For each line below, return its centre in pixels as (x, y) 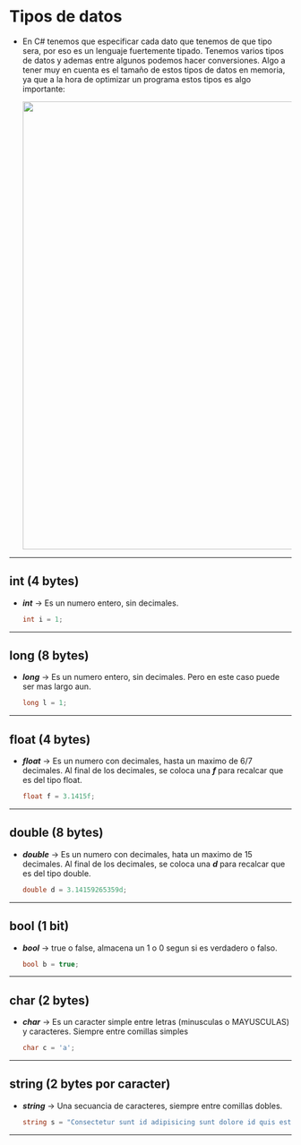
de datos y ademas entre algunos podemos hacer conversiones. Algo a (154, 60)
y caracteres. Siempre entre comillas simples (105, 1031)
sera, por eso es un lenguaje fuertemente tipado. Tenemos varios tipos (153, 50)
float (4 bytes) (50, 740)
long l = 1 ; (44, 703)
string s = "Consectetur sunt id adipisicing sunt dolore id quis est (157, 1122)
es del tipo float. (52, 780)
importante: (43, 89)
